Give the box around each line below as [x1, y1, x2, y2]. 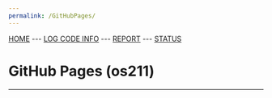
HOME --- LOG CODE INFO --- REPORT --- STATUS [8, 34, 182, 43]
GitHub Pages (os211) [8, 62, 155, 80]
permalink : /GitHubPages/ [8, 11, 96, 20]
